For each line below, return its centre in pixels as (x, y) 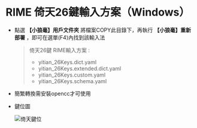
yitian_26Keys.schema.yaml (72, 81)
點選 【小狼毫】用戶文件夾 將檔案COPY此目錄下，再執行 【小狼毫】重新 (102, 30)
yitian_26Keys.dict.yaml (67, 62)
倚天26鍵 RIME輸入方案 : (60, 50)
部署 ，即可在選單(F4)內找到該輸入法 (60, 37)
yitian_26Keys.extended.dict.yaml (80, 68)
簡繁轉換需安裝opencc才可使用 (52, 93)
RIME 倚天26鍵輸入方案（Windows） (98, 12)
